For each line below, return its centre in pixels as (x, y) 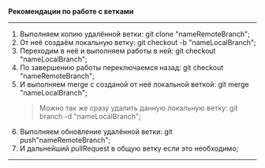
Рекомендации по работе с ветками (71, 11)
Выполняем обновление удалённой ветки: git (96, 132)
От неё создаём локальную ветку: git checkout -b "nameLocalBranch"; (138, 42)
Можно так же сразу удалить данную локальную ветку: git (138, 108)
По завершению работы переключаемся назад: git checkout (121, 67)
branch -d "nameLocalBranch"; (90, 116)
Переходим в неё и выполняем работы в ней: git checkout (118, 51)
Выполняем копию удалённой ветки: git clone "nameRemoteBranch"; (134, 34)
